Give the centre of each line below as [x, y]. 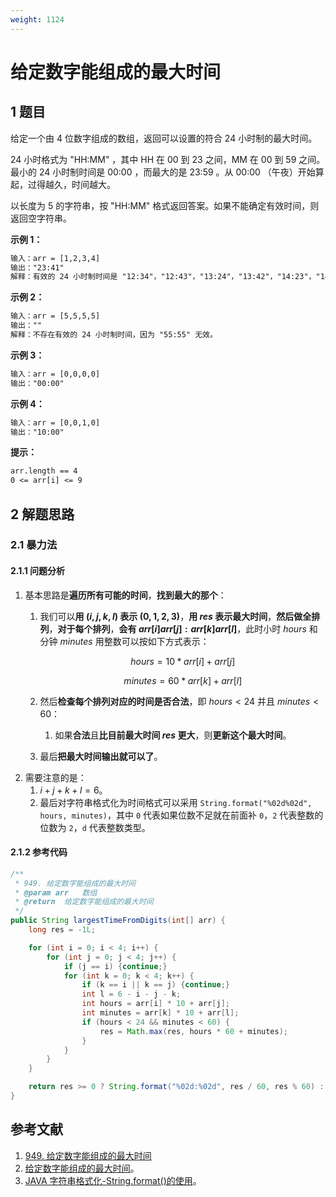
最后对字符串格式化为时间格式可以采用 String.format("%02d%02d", [176, 802]
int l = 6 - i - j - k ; [131, 994]
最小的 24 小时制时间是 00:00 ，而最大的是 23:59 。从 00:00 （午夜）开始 [163, 172]
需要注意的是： [55, 777]
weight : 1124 [37, 19]
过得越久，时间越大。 [71, 184]
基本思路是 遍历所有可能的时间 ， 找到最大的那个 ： [125, 595]
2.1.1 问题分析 [38, 571]
